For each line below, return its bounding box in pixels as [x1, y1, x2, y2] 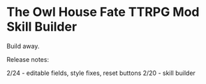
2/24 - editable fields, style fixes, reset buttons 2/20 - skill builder [6, 69, 196, 77]
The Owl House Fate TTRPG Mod [6, 4, 200, 20]
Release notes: [6, 55, 50, 63]
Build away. [6, 42, 40, 50]
